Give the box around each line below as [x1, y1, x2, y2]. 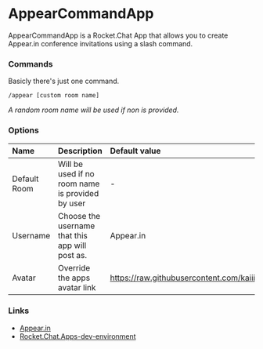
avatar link [57, 282, 96, 293]
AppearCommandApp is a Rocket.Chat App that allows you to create [8, 31, 229, 40]
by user [57, 198, 86, 209]
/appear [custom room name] [8, 92, 100, 100]
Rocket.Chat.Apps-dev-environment [19, 331, 136, 341]
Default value [110, 145, 161, 156]
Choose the [57, 210, 101, 221]
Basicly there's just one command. [8, 76, 120, 86]
